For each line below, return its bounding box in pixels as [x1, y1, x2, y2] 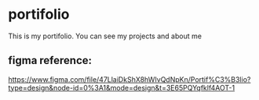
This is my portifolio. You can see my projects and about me [8, 31, 202, 41]
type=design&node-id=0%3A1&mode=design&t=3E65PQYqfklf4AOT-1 [8, 83, 235, 92]
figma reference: [8, 54, 93, 67]
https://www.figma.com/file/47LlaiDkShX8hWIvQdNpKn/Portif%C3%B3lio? [8, 74, 251, 84]
